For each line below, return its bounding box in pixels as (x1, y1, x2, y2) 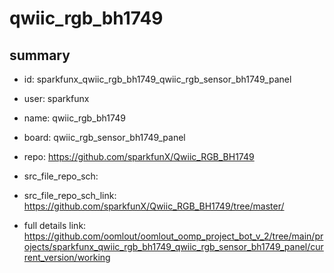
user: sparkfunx (23, 93, 90, 104)
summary (9, 47, 71, 64)
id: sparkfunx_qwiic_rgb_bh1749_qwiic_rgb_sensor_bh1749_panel (23, 73, 292, 85)
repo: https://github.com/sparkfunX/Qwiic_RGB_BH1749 (23, 151, 255, 162)
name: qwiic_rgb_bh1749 (23, 112, 126, 124)
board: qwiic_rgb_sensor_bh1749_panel (23, 132, 186, 143)
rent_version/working (23, 252, 111, 263)
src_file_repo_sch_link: (23, 190, 117, 201)
